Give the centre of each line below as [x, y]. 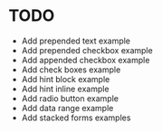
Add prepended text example [76, 41]
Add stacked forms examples [76, 118]
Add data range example [67, 108]
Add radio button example [70, 98]
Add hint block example [66, 79]
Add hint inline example [65, 89]
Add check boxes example [71, 70]
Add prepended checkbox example [87, 50]
